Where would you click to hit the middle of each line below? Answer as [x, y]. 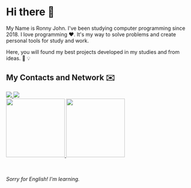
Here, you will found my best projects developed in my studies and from [93, 52]
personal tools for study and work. [47, 40]
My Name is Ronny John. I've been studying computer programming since [96, 28]
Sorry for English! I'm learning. [43, 179]
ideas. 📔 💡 [18, 58]
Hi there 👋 [30, 12]
